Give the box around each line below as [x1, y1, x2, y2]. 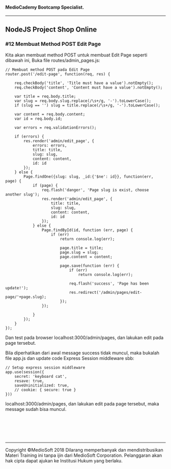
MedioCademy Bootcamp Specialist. [5, 4, 84, 10]
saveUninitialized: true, [14, 382, 70, 388]
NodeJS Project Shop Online [5, 25, 97, 34]
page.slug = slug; [60, 250, 99, 255]
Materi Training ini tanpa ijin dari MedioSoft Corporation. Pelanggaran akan [5, 452, 162, 458]
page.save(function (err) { [60, 263, 120, 268]
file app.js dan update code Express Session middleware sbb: [5, 355, 134, 361]
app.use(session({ [5, 369, 44, 374]
